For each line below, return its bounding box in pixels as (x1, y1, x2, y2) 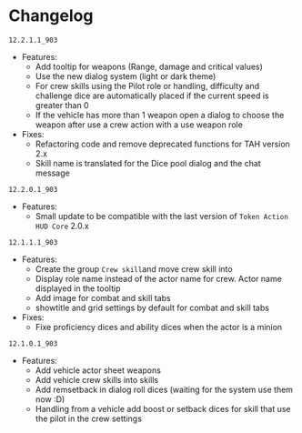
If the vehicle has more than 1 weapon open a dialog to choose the (35, 109, 285, 120)
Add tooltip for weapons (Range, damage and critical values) (35, 61, 263, 72)
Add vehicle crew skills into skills (35, 374, 159, 385)
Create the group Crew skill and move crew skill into (35, 263, 233, 274)
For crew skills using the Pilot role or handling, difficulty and (35, 80, 260, 91)
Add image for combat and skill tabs (35, 292, 171, 303)
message (35, 167, 70, 178)
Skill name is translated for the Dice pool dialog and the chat (35, 157, 261, 168)
